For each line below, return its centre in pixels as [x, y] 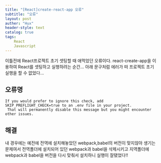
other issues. [20, 114]
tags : [10, 37]
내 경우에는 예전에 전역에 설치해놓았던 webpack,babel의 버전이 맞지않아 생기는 [80, 143]
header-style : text [25, 28]
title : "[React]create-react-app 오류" [45, 10]
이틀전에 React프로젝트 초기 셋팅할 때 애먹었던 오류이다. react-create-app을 [78, 60]
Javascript [25, 46]
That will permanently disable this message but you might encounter [79, 110]
